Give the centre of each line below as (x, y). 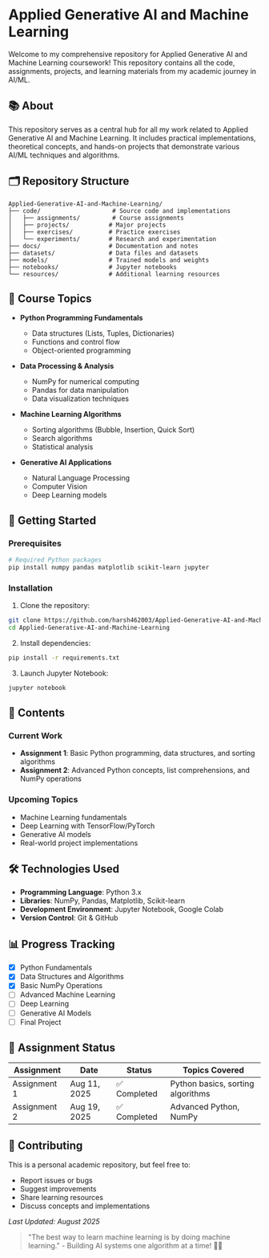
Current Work (35, 735)
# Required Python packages (55, 560)
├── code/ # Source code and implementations (119, 210)
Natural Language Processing (81, 478)
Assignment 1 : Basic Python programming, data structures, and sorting (137, 754)
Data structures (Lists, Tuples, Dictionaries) (103, 333)
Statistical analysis (62, 447)
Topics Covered (213, 1070)
